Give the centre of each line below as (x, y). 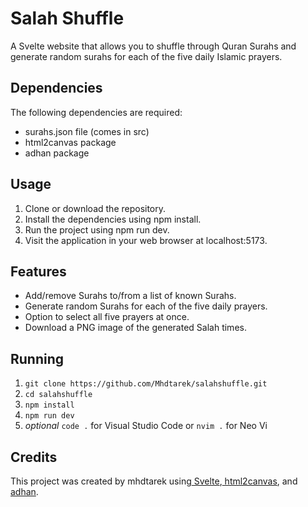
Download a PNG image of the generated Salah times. (135, 328)
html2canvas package (70, 142)
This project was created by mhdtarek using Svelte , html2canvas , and (154, 481)
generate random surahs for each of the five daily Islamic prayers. (146, 56)
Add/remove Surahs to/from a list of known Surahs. (130, 296)
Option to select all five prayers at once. (107, 317)
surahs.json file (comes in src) (87, 131)
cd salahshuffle (58, 395)
